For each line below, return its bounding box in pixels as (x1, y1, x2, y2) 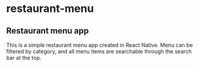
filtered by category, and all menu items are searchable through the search (6, 48, 192, 55)
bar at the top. (6, 54, 42, 61)
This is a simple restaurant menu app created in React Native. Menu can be (6, 41, 193, 48)
